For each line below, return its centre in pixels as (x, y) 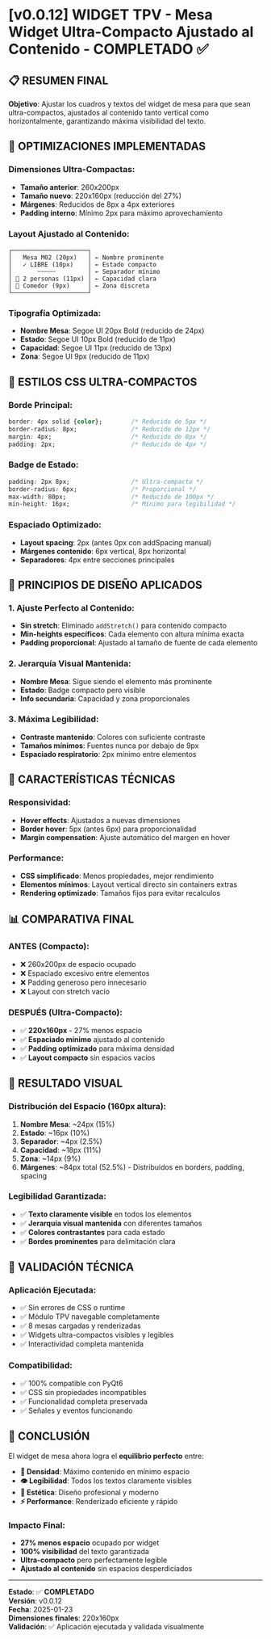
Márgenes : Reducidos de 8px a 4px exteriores (97, 204)
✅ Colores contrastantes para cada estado (92, 1232)
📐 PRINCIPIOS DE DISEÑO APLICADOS (106, 584)
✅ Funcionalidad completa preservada (83, 1401)
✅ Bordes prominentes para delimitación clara (98, 1241)
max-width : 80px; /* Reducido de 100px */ (112, 497)
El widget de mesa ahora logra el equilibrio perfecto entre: (106, 1456)
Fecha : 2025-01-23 (41, 1609)
